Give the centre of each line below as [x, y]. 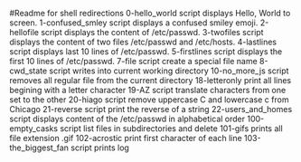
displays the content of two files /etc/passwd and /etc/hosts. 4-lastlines [143, 42]
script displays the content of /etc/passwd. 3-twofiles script [152, 32]
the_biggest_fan [39, 148]
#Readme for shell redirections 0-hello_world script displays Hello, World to [150, 13]
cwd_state [28, 71]
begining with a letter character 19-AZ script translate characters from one [148, 90]
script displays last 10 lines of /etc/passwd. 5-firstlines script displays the [146, 52]
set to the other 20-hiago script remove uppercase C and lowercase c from [149, 100]
